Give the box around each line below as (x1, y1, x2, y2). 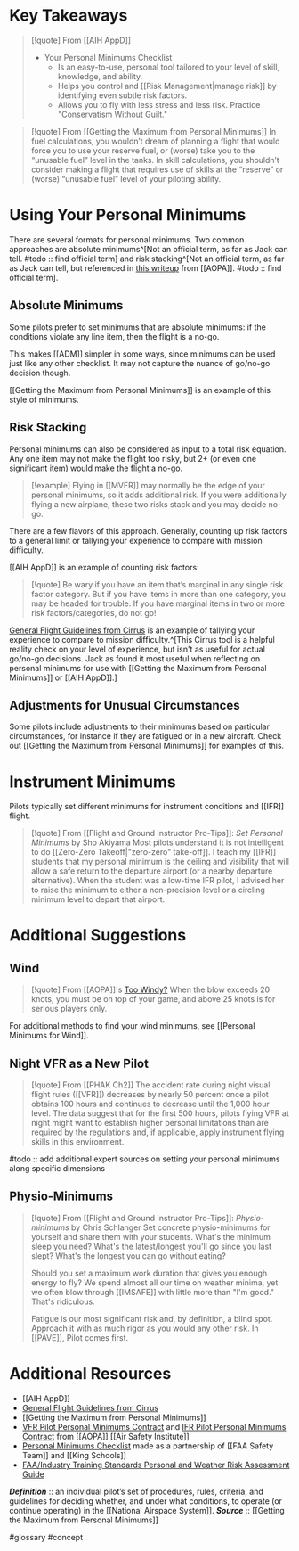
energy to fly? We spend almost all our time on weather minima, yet (30, 1276, 279, 1288)
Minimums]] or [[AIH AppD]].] (9, 672, 117, 683)
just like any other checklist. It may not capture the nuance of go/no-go (9, 357, 271, 368)
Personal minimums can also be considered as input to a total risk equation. (9, 443, 287, 455)
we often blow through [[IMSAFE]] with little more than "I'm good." (30, 1286, 274, 1297)
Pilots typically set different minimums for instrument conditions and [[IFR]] (9, 801, 285, 812)
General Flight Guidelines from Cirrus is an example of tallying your (9, 625, 255, 636)
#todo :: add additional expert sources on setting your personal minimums (9, 1153, 280, 1164)
